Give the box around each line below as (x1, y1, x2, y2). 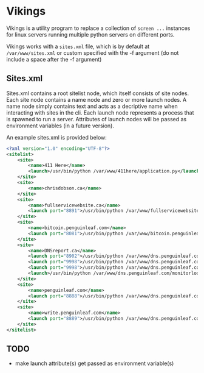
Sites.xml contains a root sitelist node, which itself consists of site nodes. (6, 90, 189, 97)
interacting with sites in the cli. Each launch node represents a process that (6, 108, 194, 116)
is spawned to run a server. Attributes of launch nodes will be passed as (6, 115, 187, 123)
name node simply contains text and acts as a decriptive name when (6, 102, 178, 110)
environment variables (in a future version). (6, 122, 114, 129)
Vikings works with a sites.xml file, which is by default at (6, 43, 150, 50)
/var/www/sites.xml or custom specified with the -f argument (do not (6, 49, 179, 56)
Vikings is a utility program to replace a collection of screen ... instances (6, 24, 191, 32)
